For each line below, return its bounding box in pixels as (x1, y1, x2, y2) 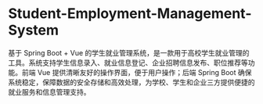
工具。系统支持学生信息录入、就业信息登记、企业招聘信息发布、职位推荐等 (8, 58, 248, 67)
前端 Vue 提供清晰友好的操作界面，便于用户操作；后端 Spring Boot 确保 (21, 67, 252, 77)
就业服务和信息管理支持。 (8, 87, 91, 96)
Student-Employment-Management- (8, 5, 252, 23)
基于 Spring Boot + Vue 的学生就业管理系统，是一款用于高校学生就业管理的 (8, 48, 250, 57)
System (8, 21, 59, 39)
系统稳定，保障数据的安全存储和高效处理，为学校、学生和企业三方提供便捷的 (8, 77, 255, 87)
